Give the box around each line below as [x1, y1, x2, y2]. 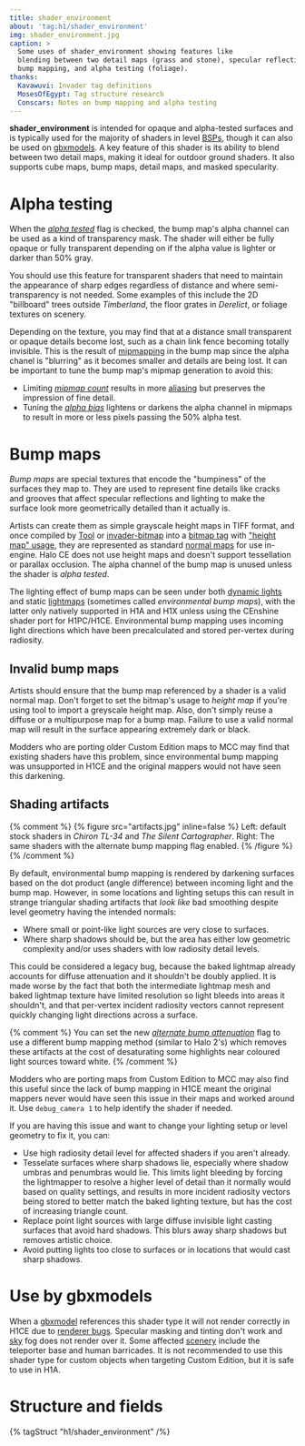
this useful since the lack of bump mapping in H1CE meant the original [9, 1083, 271, 1094]
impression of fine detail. [22, 392, 116, 403]
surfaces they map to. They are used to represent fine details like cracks [9, 483, 280, 494]
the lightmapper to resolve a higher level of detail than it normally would [22, 1176, 291, 1188]
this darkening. [9, 771, 65, 782]
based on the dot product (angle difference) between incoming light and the [9, 877, 294, 888]
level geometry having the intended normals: [9, 906, 177, 917]
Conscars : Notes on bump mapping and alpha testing [17, 97, 218, 107]
